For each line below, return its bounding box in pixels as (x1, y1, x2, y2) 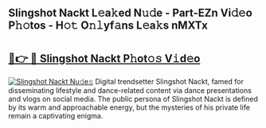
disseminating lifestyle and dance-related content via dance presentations (8, 86, 252, 95)
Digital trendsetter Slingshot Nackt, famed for (95, 77, 244, 86)
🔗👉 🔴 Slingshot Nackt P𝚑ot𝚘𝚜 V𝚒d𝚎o (8, 52, 201, 65)
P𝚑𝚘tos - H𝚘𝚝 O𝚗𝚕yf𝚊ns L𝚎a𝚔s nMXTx (8, 19, 209, 33)
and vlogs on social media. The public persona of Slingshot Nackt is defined (8, 95, 259, 103)
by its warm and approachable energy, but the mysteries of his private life (8, 103, 251, 112)
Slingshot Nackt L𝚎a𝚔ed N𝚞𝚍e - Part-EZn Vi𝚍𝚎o (8, 6, 252, 20)
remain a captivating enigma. (8, 111, 104, 120)
